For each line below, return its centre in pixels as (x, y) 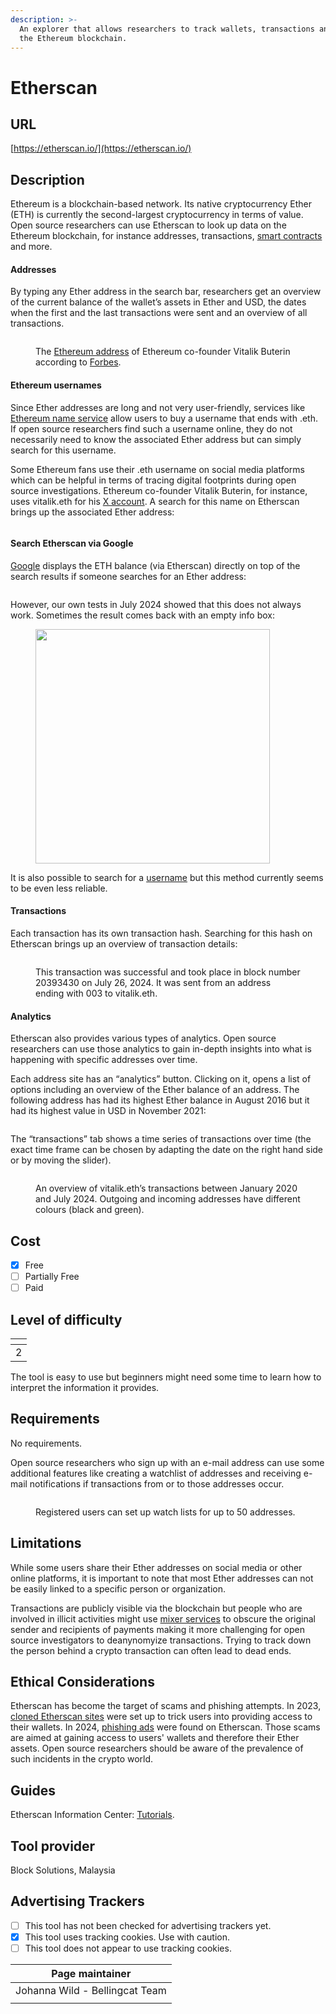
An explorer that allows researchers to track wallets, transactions (167, 29)
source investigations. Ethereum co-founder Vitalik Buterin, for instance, (159, 490)
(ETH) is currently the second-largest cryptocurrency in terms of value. (157, 215)
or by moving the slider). (61, 1160)
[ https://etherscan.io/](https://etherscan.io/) (101, 148)
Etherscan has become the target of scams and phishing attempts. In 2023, (166, 1706)
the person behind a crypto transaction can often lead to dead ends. (151, 1650)
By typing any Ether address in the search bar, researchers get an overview (166, 292)
